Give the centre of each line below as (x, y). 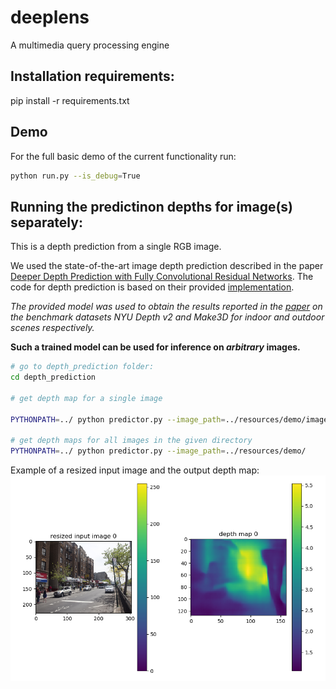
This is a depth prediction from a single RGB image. (116, 247)
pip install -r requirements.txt (70, 100)
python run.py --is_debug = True (75, 176)
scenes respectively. (52, 328)
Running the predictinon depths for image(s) (152, 206)
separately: (46, 222)
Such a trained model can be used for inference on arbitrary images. (155, 347)
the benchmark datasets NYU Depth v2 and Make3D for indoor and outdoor (167, 317)
